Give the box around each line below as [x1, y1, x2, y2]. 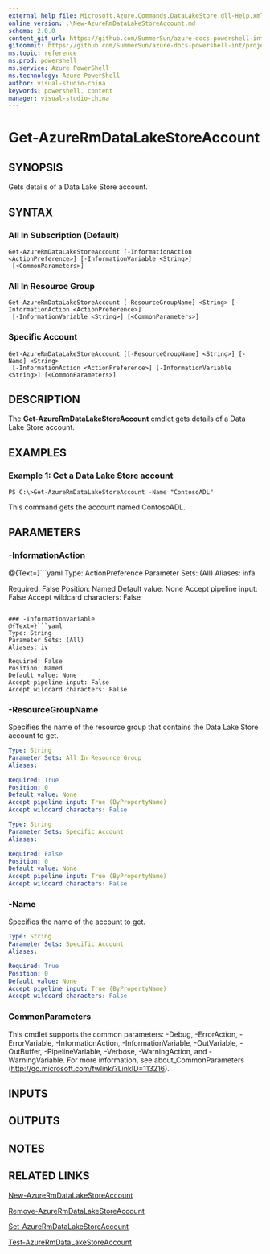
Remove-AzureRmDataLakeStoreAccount [8, 1206, 145, 1215]
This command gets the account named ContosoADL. [8, 502, 186, 512]
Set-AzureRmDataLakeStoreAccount [8, 1221, 129, 1231]
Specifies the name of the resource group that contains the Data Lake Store [8, 722, 259, 732]
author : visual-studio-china [8, 79, 106, 87]
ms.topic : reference [8, 49, 78, 57]
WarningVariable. [8, 1055, 66, 1065]
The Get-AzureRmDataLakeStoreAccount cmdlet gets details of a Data [8, 414, 247, 423]
